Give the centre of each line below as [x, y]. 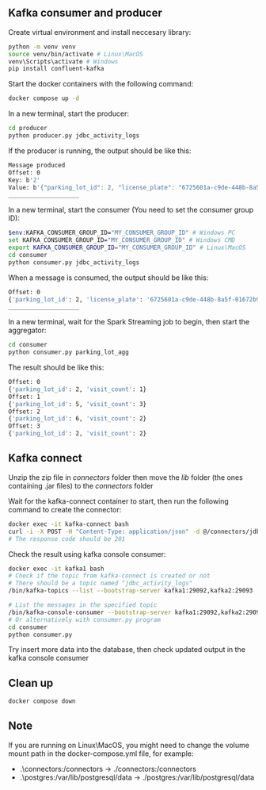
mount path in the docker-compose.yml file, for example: [101, 754]
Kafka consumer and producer [85, 13]
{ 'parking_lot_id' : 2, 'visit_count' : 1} [78, 389]
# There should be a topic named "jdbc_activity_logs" [101, 583]
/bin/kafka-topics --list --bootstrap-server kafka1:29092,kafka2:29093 [131, 591]
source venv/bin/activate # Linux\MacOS [76, 54]
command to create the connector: [65, 509]
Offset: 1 [25, 397]
